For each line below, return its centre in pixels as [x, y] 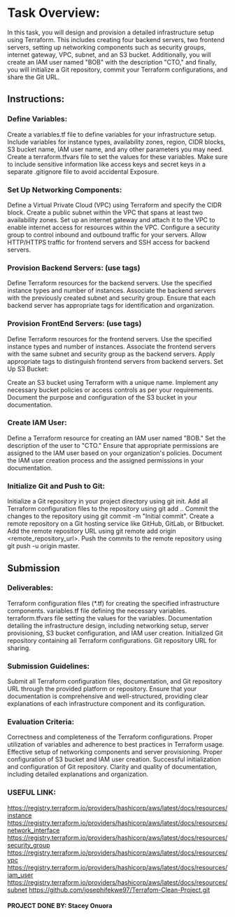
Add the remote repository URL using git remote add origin [92, 531]
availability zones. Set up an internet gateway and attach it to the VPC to [111, 219]
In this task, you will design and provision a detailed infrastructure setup [111, 32]
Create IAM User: [37, 423]
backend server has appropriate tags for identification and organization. [111, 306]
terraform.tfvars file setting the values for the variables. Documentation [110, 618]
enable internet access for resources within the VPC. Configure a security [114, 227]
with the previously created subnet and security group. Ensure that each [112, 298]
